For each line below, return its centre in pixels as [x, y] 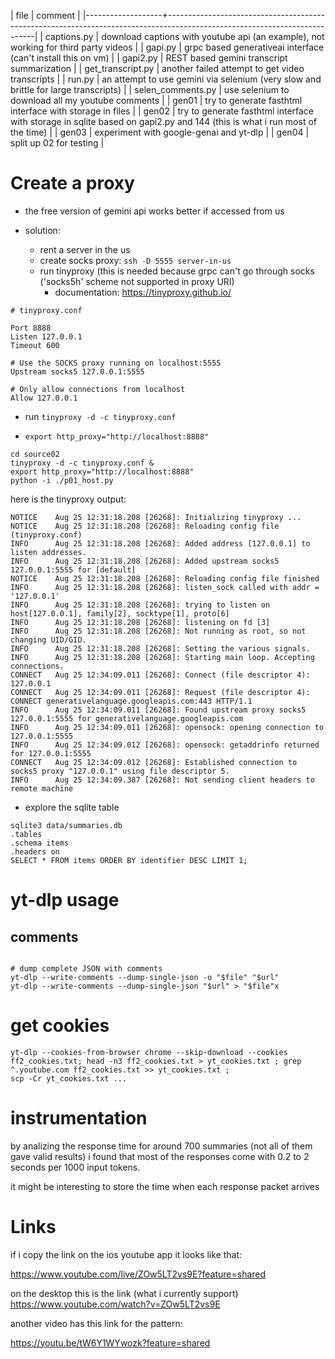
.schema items [40, 843]
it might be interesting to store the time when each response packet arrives [165, 1186]
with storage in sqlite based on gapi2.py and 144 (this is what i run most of [163, 121]
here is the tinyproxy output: [68, 499]
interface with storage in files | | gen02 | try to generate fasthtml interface [162, 111]
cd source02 [35, 454]
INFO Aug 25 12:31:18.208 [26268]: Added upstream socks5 [145, 561]
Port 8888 [31, 328]
